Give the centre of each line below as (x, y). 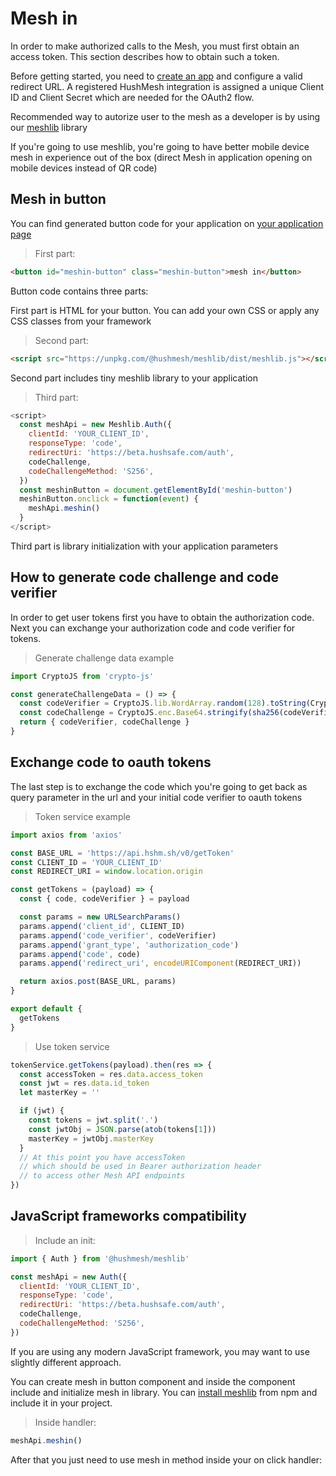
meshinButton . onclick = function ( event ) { (109, 499)
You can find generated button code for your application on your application (167, 223)
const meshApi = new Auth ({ (69, 1277)
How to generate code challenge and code (144, 577)
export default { (46, 1009)
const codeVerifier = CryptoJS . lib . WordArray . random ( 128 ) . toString (163, 703)
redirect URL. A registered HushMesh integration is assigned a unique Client (167, 86)
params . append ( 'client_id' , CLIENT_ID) (102, 926)
